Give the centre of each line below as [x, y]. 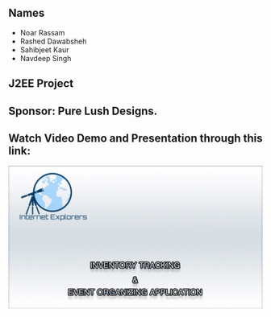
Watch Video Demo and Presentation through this [135, 138]
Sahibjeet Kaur [44, 49]
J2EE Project [41, 84]
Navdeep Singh [46, 58]
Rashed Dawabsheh [53, 41]
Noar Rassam [42, 32]
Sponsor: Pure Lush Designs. [83, 111]
